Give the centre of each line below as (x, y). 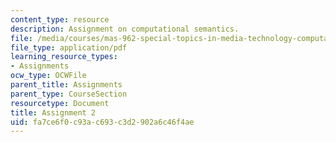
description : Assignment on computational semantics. (125, 29)
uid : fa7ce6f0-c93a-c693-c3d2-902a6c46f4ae (102, 122)
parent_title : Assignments (66, 85)
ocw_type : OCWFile (48, 76)
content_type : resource (60, 19)
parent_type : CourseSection (69, 94)
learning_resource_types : (64, 57)
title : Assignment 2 (53, 112)
